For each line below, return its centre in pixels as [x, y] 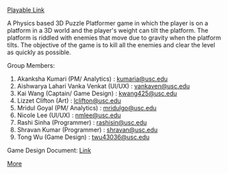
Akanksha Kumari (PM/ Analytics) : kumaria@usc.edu [92, 79]
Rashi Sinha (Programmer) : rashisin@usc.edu [82, 122]
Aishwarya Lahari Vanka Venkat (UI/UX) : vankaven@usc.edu [103, 86]
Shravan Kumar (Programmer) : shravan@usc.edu [87, 130]
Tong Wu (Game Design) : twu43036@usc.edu [83, 137]
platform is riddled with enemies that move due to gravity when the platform [114, 38]
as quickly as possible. [39, 52]
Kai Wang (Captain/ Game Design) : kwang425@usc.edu [97, 93]
